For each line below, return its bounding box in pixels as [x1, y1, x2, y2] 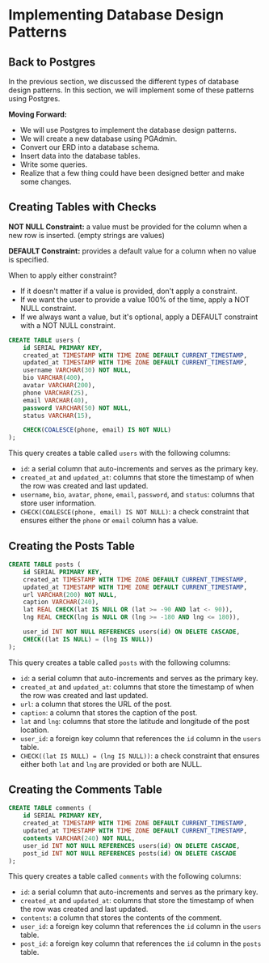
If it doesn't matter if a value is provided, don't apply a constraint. [19, 286, 238, 296]
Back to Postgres [8, 55, 96, 69]
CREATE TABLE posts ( [8, 560, 82, 569]
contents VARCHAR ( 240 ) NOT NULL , [23, 834, 136, 842]
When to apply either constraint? [8, 270, 117, 280]
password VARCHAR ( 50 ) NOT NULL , [23, 403, 132, 412]
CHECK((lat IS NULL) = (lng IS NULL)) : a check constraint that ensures [19, 751, 260, 761]
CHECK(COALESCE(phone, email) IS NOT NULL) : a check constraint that [19, 507, 250, 517]
